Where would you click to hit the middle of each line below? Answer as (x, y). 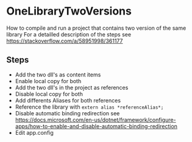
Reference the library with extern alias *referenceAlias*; (89, 107)
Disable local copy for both (49, 94)
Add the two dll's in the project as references (72, 87)
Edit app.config (34, 132)
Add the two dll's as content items (58, 75)
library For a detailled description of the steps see (69, 34)
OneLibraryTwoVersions (69, 11)
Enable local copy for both (48, 81)
